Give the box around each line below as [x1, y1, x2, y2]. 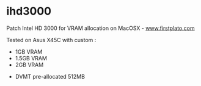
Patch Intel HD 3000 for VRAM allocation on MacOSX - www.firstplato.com [6, 24, 195, 32]
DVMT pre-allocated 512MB [15, 73, 86, 80]
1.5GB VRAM [15, 54, 48, 62]
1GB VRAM [15, 48, 43, 56]
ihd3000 [6, 4, 52, 18]
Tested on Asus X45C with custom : [6, 36, 97, 43]
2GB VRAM [15, 61, 44, 68]
